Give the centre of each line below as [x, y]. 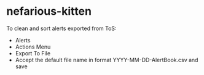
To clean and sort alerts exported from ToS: [61, 28]
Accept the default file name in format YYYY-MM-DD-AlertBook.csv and [107, 60]
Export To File [33, 53]
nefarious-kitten [49, 11]
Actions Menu [33, 47]
